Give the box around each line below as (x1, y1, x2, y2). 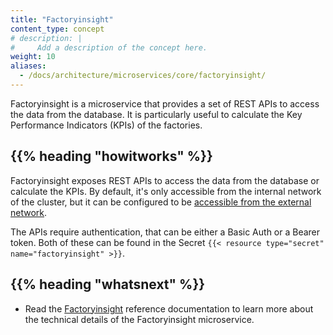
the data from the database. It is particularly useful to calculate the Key (10, 108, 303, 120)
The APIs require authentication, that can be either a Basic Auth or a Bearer (10, 226, 321, 238)
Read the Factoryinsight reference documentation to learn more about (24, 302, 314, 315)
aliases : (10, 61, 47, 71)
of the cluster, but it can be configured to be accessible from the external (10, 196, 312, 208)
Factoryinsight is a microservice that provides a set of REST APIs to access (10, 97, 320, 110)
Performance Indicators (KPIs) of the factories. (10, 119, 203, 131)
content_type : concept (10, 24, 105, 34)
